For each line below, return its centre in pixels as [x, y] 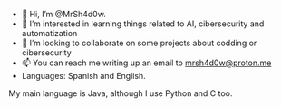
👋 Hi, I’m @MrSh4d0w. [63, 14]
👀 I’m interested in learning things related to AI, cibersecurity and [143, 24]
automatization [49, 33]
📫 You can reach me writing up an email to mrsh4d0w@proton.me [146, 63]
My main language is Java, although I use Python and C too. [121, 93]
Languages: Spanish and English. [83, 76]
